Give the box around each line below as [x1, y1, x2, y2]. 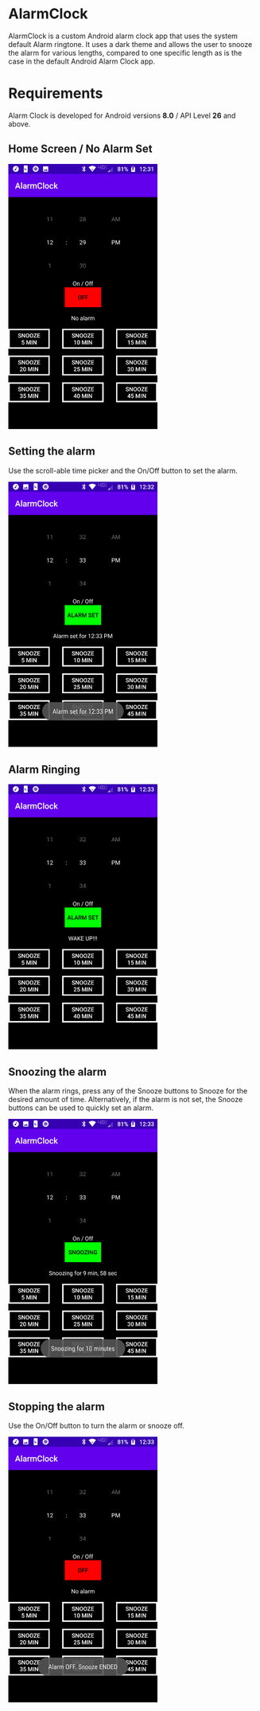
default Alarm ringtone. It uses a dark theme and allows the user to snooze [8, 39, 253, 49]
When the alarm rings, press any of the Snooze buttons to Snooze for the [8, 1086, 248, 1096]
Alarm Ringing [8, 762, 81, 776]
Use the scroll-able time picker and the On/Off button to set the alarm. [8, 466, 239, 475]
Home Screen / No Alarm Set [8, 142, 153, 156]
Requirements [8, 84, 103, 103]
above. [8, 119, 31, 128]
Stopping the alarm [8, 1400, 105, 1413]
